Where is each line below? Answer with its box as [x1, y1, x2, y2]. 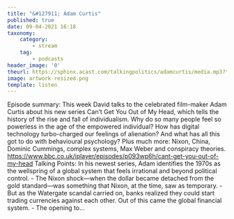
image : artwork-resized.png [7, 74, 89, 82]
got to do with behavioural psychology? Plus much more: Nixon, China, [7, 137, 210, 146]
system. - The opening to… [7, 204, 85, 212]
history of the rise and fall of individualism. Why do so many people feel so [7, 115, 221, 124]
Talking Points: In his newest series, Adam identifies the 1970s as [34, 159, 221, 168]
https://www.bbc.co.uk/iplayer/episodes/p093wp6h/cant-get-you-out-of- [7, 152, 219, 161]
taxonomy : [7, 29, 36, 37]
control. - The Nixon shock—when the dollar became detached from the [7, 175, 214, 183]
